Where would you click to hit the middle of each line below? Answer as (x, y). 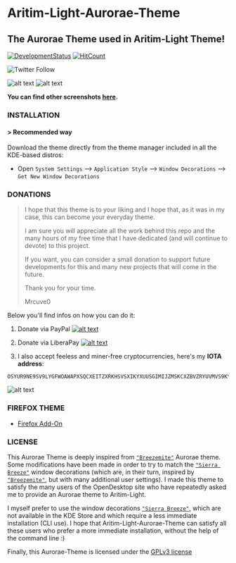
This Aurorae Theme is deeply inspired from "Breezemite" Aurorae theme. (114, 457)
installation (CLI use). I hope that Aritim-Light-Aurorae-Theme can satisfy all (117, 524)
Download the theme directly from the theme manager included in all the (112, 148)
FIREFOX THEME (36, 408)
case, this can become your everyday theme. (90, 217)
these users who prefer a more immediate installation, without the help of (113, 531)
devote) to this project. (57, 246)
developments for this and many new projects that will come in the (120, 267)
